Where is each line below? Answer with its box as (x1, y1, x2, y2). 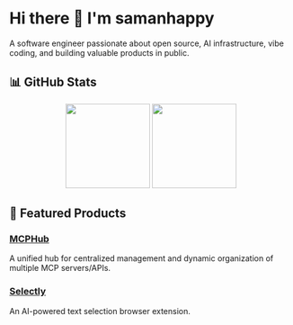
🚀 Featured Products (9, 206, 127, 221)
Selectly (9, 285, 47, 298)
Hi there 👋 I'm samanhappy (9, 8, 215, 29)
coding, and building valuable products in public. (9, 47, 190, 58)
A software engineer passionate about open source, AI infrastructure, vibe (9, 38, 285, 49)
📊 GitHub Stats (9, 75, 97, 90)
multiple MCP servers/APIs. (9, 263, 111, 274)
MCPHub (9, 233, 49, 246)
